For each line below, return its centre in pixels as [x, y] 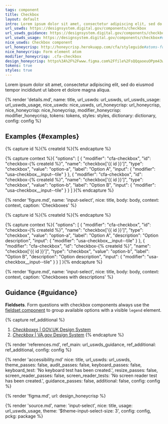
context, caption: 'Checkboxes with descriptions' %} [59, 277]
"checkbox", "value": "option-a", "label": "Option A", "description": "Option [82, 235]
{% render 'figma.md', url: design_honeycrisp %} [55, 395]
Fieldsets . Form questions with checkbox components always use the [77, 305]
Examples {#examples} [42, 136]
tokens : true [19, 66]
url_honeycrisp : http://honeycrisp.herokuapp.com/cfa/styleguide [74, 47]
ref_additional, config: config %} [38, 350]
